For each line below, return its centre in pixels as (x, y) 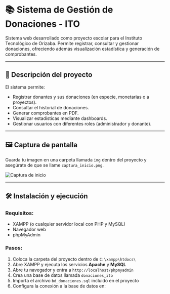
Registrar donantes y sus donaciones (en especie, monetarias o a (81, 97)
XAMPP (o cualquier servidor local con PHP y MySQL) (69, 224)
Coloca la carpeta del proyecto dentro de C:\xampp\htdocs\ (74, 259)
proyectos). (25, 102)
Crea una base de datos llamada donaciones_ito (63, 275)
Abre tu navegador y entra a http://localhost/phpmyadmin (73, 270)
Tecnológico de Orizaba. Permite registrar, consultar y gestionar (72, 43)
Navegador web (29, 229)
